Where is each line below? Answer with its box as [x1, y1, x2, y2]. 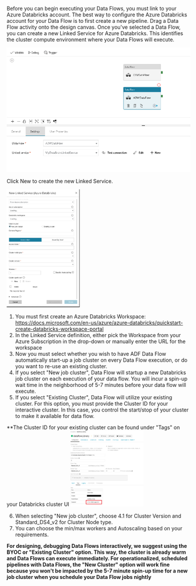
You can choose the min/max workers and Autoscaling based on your [15, 525, 183, 532]
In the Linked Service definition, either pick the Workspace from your [15, 332, 181, 339]
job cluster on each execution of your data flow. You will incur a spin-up [15, 375, 188, 382]
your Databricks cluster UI [6, 501, 69, 508]
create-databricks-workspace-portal [15, 325, 104, 333]
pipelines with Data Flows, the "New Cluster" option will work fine [6, 561, 170, 568]
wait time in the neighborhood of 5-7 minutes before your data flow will [15, 382, 186, 389]
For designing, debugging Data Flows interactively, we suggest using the [6, 542, 187, 549]
